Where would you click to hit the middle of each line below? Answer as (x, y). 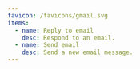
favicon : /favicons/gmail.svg (58, 15)
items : (18, 23)
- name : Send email (47, 45)
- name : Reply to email (54, 30)
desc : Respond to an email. (68, 38)
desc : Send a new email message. (78, 52)
